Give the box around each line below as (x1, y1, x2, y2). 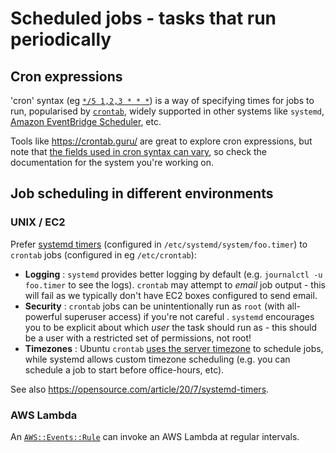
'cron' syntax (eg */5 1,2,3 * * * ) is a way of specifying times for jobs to (10, 95, 315, 106)
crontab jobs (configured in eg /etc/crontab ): (10, 248, 197, 261)
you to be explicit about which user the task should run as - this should (24, 321, 318, 333)
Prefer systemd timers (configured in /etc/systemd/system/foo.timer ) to (10, 238, 308, 250)
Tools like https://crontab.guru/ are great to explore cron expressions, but (10, 135, 313, 147)
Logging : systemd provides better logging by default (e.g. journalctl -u (24, 268, 323, 280)
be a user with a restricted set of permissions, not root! (24, 332, 252, 344)
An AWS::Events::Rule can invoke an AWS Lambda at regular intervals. (10, 430, 300, 442)
